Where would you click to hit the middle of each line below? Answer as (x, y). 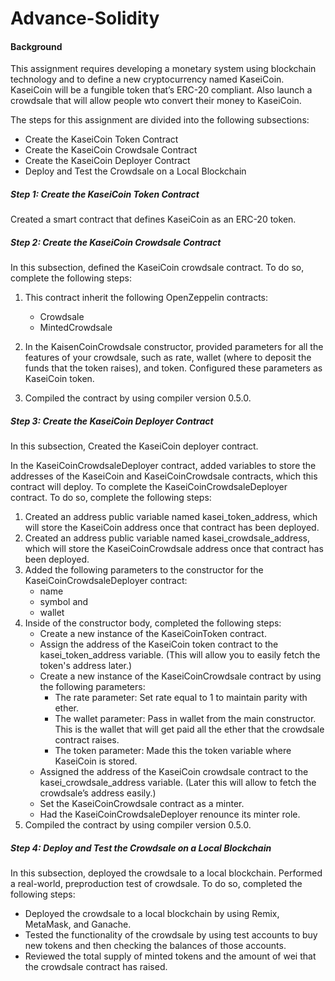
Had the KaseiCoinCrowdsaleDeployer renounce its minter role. (170, 814)
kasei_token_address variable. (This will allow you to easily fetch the (180, 655)
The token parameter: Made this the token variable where (173, 751)
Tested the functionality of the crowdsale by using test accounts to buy (171, 935)
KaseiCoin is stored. (96, 761)
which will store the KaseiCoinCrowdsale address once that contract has (174, 549)
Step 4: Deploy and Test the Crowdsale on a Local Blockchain (141, 848)
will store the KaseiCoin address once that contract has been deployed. (172, 528)
